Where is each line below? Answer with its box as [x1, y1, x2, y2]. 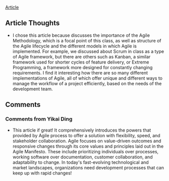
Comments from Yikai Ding [5, 115, 73, 123]
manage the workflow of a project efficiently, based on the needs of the [12, 80, 162, 86]
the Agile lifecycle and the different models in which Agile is [12, 43, 137, 49]
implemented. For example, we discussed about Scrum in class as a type [12, 48, 164, 54]
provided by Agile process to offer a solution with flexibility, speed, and [12, 132, 160, 138]
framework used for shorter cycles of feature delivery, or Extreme [12, 59, 149, 65]
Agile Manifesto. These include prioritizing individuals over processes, [12, 148, 159, 154]
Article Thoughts [5, 19, 60, 27]
